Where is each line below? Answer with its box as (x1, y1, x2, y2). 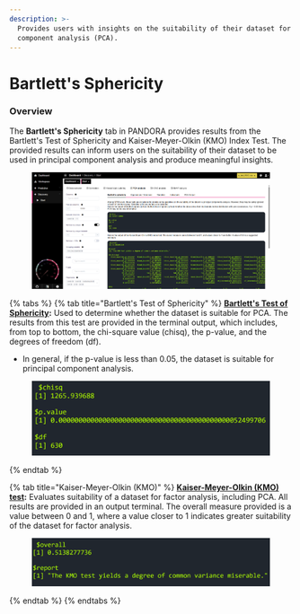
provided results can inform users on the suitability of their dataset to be (9, 145, 277, 155)
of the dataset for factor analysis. (9, 521, 133, 531)
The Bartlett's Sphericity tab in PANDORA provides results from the (9, 126, 261, 136)
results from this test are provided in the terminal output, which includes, (9, 317, 278, 328)
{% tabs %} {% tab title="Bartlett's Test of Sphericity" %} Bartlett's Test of (9, 297, 288, 309)
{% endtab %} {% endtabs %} (9, 595, 121, 606)
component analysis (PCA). (17, 33, 119, 42)
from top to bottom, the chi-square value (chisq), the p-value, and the (9, 326, 268, 337)
